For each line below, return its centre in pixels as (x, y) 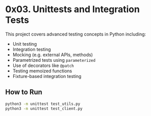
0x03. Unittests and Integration (73, 9)
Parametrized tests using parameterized (54, 60)
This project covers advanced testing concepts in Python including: (75, 34)
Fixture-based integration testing (47, 76)
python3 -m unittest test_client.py (44, 108)
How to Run (24, 92)
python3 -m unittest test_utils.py (43, 104)
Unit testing (25, 44)
